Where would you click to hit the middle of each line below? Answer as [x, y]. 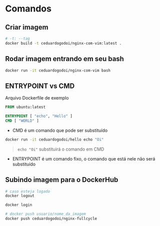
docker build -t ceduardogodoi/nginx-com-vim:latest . [63, 43]
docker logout [20, 196]
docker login [19, 205]
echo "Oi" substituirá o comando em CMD [61, 149]
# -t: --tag [17, 38]
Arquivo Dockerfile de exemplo [37, 98]
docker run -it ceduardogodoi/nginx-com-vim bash [58, 70]
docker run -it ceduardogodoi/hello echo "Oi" [54, 139]
